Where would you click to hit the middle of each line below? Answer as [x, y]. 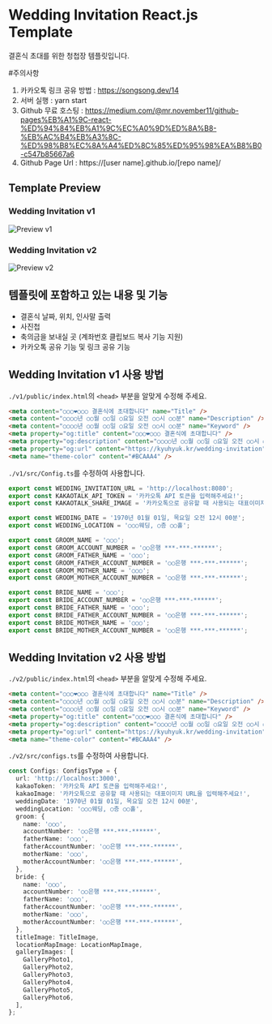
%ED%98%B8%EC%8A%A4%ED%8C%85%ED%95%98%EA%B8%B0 [141, 145]
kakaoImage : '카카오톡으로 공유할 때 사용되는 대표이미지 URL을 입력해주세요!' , [133, 794]
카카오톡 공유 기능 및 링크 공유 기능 [75, 346]
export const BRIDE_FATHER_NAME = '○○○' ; [79, 608]
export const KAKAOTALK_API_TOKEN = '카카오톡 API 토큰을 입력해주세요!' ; [126, 496]
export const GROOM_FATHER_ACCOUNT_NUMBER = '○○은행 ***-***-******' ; [128, 563]
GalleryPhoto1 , [49, 960]
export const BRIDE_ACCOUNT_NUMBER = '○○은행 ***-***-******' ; [115, 600]
